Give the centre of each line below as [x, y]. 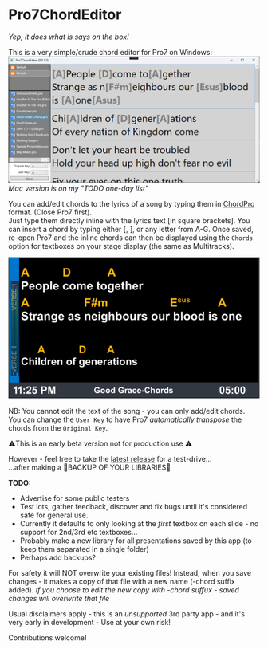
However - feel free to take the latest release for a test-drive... [110, 459]
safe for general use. [54, 515]
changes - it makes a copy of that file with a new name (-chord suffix [122, 582]
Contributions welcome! [47, 638]
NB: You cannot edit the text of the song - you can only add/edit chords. [127, 411]
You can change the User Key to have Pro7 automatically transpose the [125, 419]
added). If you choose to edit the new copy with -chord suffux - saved [124, 590]
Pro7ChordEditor [65, 15]
